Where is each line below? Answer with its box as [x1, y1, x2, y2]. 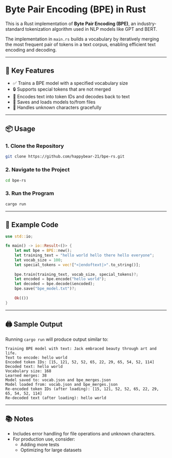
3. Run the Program [5, 190, 54, 197]
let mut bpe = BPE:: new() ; [14, 248, 72, 253]
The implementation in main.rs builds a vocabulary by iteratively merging [5, 36, 159, 42]
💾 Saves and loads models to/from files [12, 99, 96, 105]
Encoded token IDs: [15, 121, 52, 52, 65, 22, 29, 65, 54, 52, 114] [5, 359, 155, 364]
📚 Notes [5, 415, 34, 423]
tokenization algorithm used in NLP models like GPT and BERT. [25, 26, 158, 32]
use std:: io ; [5, 234, 33, 239]
